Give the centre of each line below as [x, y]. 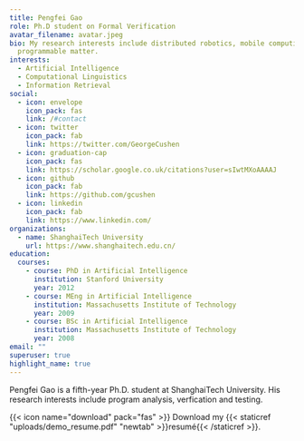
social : [24, 93]
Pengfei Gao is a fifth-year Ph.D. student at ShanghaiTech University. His [145, 389]
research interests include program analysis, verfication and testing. [136, 399]
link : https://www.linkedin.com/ [89, 220]
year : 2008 [54, 338]
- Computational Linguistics [72, 77]
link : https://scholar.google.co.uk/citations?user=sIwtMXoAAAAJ [152, 170]
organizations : [38, 229]
